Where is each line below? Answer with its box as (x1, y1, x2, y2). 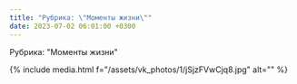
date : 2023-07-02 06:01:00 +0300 (9, 22, 136, 31)
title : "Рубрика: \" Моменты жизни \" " (9, 13, 153, 23)
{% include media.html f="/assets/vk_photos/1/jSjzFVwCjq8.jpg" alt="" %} (9, 64, 289, 75)
